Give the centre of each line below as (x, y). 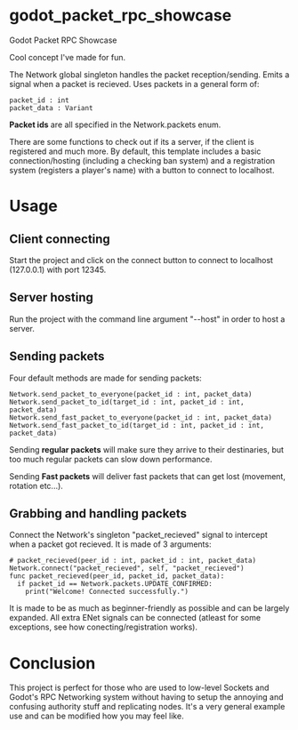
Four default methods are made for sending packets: (105, 378)
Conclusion (52, 663)
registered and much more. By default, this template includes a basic (135, 151)
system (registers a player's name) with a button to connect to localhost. (142, 170)
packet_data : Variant (51, 108)
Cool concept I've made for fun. (68, 57)
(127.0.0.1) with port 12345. (58, 269)
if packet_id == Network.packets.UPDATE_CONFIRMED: (115, 584)
